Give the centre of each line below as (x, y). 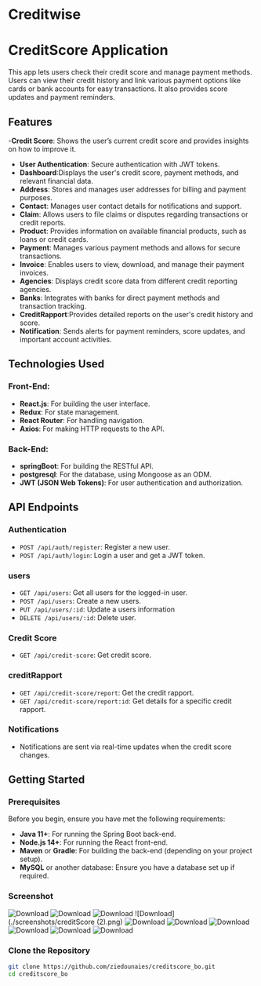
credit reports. (42, 222)
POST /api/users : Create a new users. (80, 601)
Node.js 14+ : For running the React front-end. (94, 842)
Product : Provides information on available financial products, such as (133, 231)
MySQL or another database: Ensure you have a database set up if (127, 867)
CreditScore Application (88, 51)
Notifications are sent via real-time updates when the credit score (125, 747)
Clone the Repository (49, 950)
